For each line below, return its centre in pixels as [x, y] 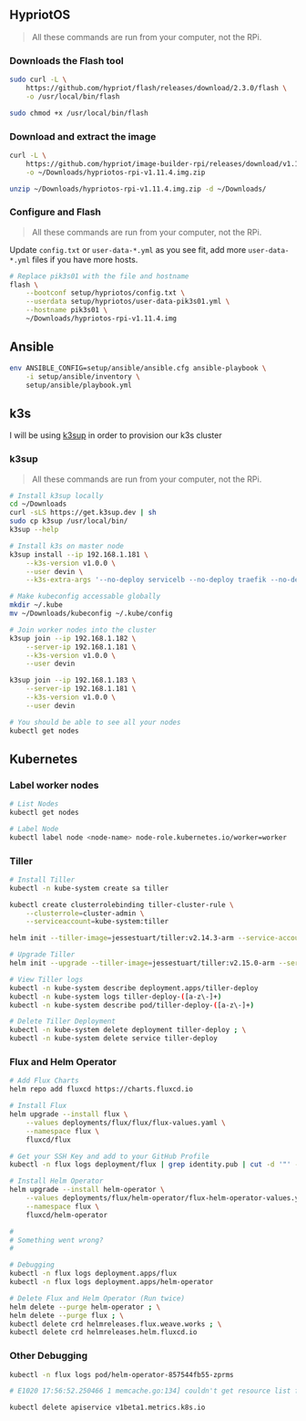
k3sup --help [34, 529]
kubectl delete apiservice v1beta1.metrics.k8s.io [107, 1408]
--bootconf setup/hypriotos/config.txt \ [105, 293]
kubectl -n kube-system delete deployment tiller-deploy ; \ [128, 1030]
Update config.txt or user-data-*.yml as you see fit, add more [128, 249]
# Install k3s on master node [67, 546]
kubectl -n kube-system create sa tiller [89, 888]
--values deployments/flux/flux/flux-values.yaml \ [126, 1123]
